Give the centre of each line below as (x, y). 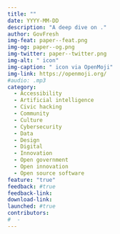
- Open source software (49, 173)
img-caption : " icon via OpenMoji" (60, 67)
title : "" (22, 14)
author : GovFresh (33, 34)
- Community (32, 113)
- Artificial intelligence (54, 101)
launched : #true (31, 207)
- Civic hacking (38, 107)
